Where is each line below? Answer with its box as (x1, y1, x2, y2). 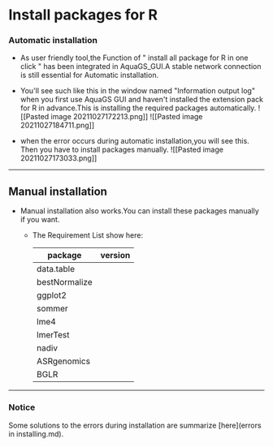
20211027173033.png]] (19, 153, 97, 163)
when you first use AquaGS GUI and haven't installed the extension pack (19, 95, 264, 105)
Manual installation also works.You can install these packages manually (19, 206, 259, 216)
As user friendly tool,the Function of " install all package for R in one (19, 53, 249, 62)
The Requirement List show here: (32, 230, 144, 240)
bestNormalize (36, 277, 93, 288)
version (100, 250, 131, 261)
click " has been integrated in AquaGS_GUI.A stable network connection (19, 62, 262, 71)
